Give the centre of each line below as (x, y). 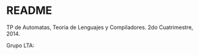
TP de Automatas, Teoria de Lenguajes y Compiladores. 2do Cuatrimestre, (100, 27)
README (29, 11)
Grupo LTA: (20, 45)
